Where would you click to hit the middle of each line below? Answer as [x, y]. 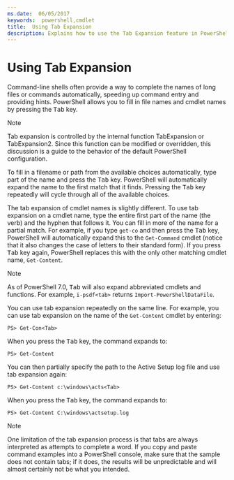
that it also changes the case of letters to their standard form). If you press [114, 245]
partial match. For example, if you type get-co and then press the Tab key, [114, 231]
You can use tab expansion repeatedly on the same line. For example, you [113, 308]
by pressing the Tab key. [42, 110]
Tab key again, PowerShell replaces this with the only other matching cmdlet [117, 253]
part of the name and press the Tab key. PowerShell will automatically [107, 180]
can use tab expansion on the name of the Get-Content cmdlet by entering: [114, 316]
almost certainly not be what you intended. [69, 470]
